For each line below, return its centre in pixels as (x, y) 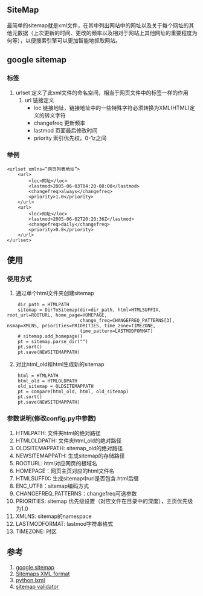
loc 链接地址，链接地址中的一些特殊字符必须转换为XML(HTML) (111, 108)
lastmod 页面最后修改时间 (66, 130)
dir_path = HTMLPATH (43, 305)
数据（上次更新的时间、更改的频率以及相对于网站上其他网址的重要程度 (105, 33)
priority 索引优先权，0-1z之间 (70, 138)
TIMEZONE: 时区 (36, 531)
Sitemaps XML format (43, 574)
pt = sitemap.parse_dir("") (53, 342)
